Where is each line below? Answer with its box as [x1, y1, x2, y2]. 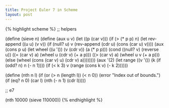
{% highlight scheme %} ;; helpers [5, 26, 77, 32]
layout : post [5, 12, 33, 17]
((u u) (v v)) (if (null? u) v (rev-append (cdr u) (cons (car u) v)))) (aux [22, 41, 164, 47]
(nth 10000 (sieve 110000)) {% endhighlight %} [5, 96, 103, 103]
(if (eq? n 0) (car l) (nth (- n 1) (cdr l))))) [5, 77, 86, 83]
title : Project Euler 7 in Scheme [5, 7, 78, 13]
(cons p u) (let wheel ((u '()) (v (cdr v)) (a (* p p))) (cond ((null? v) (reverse [5, 46, 159, 52]
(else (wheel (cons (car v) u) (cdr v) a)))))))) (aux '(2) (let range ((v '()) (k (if [5, 57, 161, 63]
